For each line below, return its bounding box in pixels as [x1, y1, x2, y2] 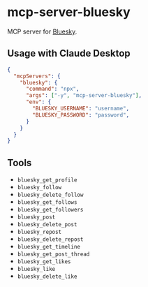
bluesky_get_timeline [17, 244, 80, 251]
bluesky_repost [17, 228, 62, 236]
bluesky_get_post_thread [17, 251, 90, 258]
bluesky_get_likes [17, 258, 71, 265]
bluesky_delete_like [17, 273, 77, 280]
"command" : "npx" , [25, 85, 80, 93]
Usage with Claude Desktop [7, 47, 131, 59]
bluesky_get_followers [17, 207, 84, 214]
